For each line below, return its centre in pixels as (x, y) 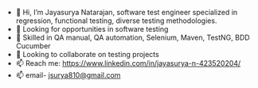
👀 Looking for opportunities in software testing (92, 29)
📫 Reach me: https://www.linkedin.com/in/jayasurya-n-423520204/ (128, 63)
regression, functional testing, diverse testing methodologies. (116, 21)
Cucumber (33, 46)
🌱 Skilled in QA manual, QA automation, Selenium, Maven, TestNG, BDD (133, 37)
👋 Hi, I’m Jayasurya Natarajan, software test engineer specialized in (127, 12)
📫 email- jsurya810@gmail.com (68, 75)
